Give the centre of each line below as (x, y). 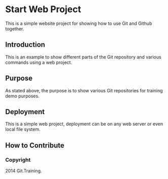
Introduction (25, 45)
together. (15, 28)
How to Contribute (35, 145)
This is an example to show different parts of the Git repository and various (83, 57)
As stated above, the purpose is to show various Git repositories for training (84, 90)
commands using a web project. (39, 62)
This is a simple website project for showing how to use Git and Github (79, 23)
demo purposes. (22, 96)
